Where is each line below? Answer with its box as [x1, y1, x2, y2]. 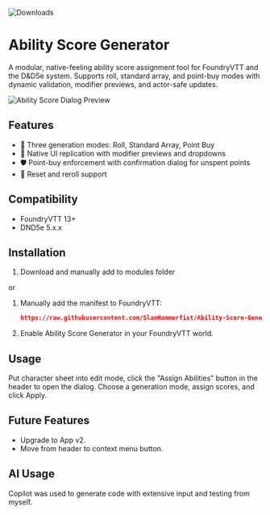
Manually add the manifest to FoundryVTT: [19, 298, 163, 308]
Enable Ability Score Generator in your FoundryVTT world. [19, 329, 214, 338]
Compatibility [8, 193, 78, 206]
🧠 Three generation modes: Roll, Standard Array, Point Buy [19, 139, 215, 149]
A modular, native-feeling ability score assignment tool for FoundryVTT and [8, 62, 259, 72]
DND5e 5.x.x [19, 222, 63, 232]
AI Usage [8, 467, 55, 481]
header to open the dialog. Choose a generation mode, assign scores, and [8, 382, 255, 392]
